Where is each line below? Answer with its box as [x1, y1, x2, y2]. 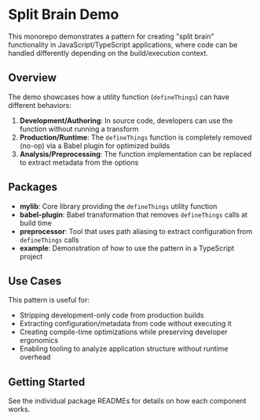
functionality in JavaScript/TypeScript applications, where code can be [8, 39, 238, 49]
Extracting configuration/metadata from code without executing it [19, 319, 232, 329]
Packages [8, 180, 57, 194]
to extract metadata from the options [19, 158, 139, 167]
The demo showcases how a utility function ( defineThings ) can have [8, 92, 230, 102]
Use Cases [8, 274, 62, 288]
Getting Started [8, 375, 86, 388]
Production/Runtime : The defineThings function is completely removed [19, 132, 252, 142]
